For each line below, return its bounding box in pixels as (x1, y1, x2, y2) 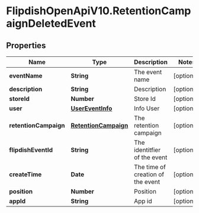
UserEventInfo (70, 104, 113, 112)
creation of (134, 170, 165, 179)
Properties (6, 40, 46, 50)
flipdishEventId (9, 146, 53, 154)
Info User (134, 104, 160, 112)
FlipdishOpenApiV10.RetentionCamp (6, 4, 191, 18)
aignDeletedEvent (6, 17, 97, 30)
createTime (9, 170, 42, 179)
